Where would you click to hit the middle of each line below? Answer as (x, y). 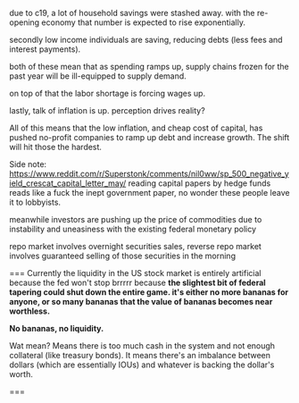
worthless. (30, 311)
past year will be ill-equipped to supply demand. (98, 76)
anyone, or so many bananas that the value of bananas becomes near (141, 302)
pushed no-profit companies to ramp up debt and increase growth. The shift (149, 137)
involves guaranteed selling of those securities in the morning (123, 256)
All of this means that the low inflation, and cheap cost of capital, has (136, 128)
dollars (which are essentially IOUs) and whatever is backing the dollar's (142, 365)
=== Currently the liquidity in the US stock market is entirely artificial (135, 273)
